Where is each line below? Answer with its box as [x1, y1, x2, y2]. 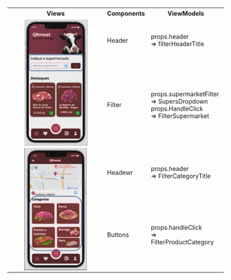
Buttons [107, 231, 129, 239]
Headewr [107, 168, 133, 176]
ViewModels [167, 9, 205, 17]
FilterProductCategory [151, 238, 214, 246]
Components [107, 9, 146, 17]
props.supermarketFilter [151, 90, 219, 98]
